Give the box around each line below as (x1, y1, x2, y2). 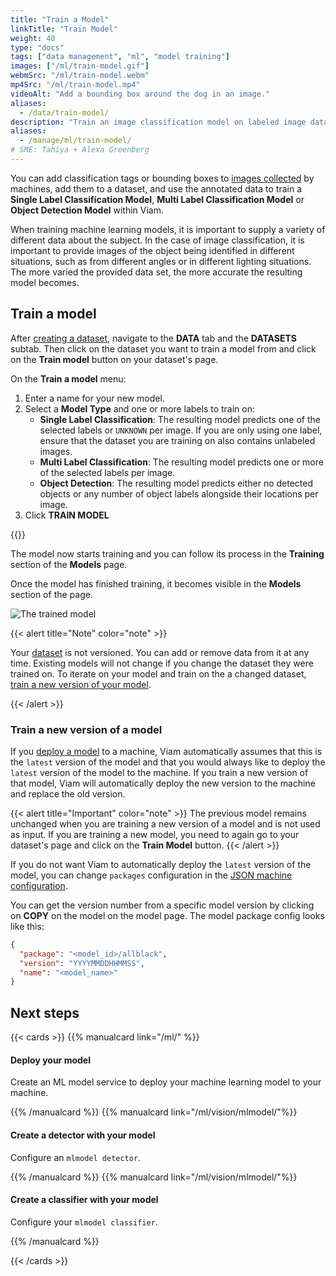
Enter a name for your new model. (24, 392, 165, 404)
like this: (10, 920, 45, 932)
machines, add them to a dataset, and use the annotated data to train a (10, 182, 302, 195)
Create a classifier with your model (10, 1194, 159, 1206)
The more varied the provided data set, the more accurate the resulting (10, 266, 303, 278)
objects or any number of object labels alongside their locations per (39, 487, 319, 500)
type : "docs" (10, 42, 65, 53)
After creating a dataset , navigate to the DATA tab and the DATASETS (10, 332, 297, 344)
